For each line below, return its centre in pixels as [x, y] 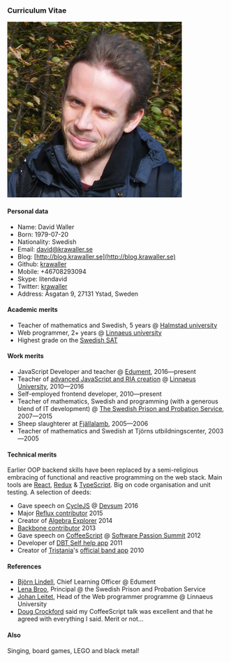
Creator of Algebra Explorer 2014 [65, 521]
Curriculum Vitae [37, 10]
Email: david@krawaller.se [55, 249]
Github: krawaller [42, 264]
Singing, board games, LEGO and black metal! [73, 650]
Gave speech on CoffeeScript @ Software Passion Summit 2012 [109, 535]
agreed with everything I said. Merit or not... [80, 619]
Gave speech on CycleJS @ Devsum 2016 [77, 506]
